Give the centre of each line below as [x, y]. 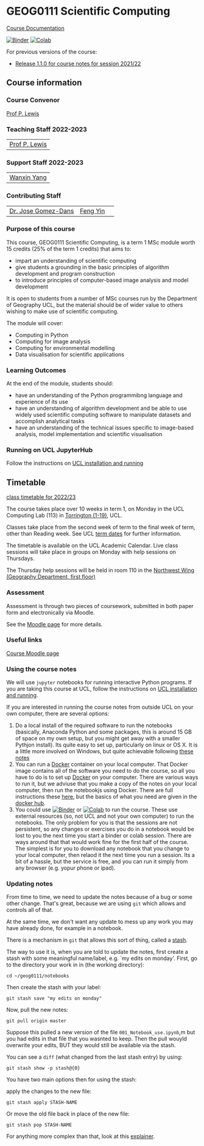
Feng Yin [93, 210]
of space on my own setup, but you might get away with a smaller [98, 739]
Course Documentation [36, 28]
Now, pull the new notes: [37, 1010]
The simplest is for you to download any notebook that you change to [102, 848]
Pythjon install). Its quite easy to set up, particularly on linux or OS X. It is [106, 745]
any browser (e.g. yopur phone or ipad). [65, 868]
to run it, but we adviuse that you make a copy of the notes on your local [106, 784]
